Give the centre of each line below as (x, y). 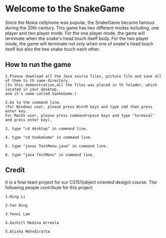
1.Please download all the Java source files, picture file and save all (83, 76)
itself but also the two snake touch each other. (53, 49)
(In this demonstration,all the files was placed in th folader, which (81, 85)
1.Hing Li (15, 197)
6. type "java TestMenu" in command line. (50, 155)
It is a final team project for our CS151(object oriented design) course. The (81, 182)
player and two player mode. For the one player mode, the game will (75, 33)
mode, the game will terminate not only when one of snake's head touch (79, 43)
